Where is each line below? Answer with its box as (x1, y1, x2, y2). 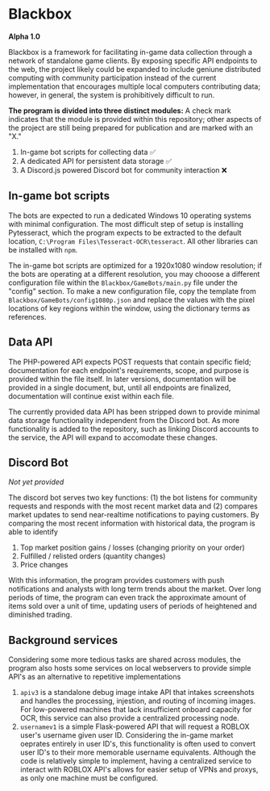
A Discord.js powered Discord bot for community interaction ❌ (19, 165, 227, 174)
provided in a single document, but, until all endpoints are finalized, (8, 383, 231, 392)
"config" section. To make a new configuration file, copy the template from (8, 286, 256, 295)
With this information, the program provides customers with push (8, 575, 225, 585)
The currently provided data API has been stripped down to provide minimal (8, 407, 260, 416)
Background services (8, 633, 118, 647)
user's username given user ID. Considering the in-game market (19, 730, 234, 740)
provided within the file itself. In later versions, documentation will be (8, 374, 236, 383)
